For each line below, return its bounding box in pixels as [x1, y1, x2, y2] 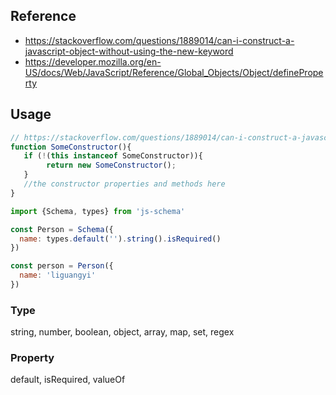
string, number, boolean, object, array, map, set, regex [10, 326, 235, 338]
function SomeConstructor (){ [10, 142, 132, 152]
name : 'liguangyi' [19, 270, 97, 281]
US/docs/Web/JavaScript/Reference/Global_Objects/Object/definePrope [24, 66, 324, 78]
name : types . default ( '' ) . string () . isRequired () [19, 234, 222, 244]
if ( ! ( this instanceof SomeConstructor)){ [23, 151, 203, 161]
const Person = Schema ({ [10, 224, 114, 234]
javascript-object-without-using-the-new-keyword [24, 45, 234, 57]
